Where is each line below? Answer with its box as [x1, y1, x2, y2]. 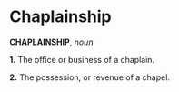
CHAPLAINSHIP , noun [9, 36, 94, 47]
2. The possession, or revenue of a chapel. [9, 71, 171, 83]
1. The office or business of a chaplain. [9, 54, 155, 65]
